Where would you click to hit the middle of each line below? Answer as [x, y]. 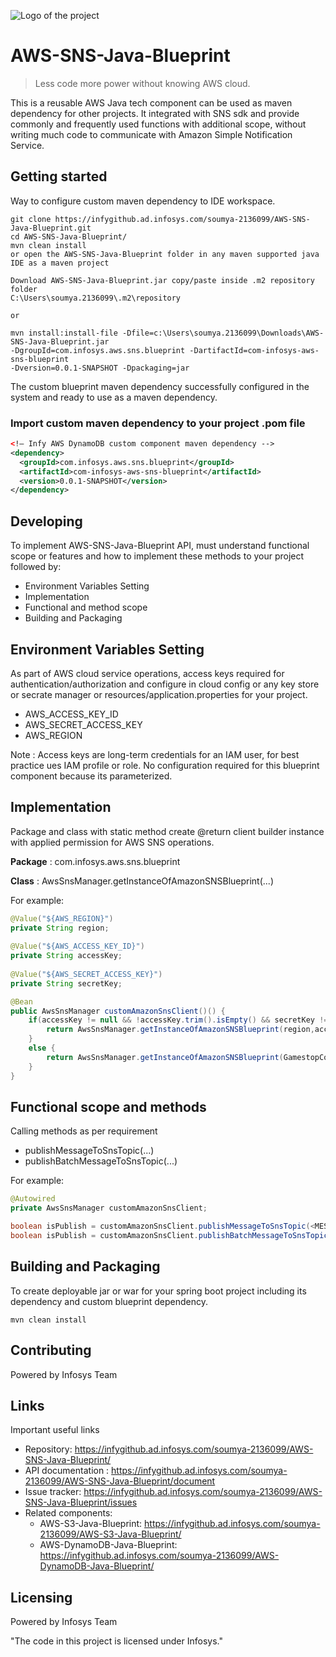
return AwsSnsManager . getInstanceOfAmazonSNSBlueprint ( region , [180, 1030]
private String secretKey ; [66, 983]
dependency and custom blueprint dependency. [109, 1301]
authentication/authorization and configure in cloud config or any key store [165, 684]
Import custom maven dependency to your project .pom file [158, 423]
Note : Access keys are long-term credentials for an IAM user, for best [155, 754]
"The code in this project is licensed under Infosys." [116, 1641]
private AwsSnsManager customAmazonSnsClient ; [109, 1208]
